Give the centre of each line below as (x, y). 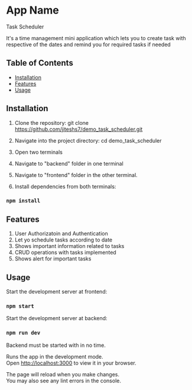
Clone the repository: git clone (51, 123)
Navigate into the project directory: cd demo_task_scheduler (88, 140)
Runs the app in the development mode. (55, 356)
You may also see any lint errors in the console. (64, 381)
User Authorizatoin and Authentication (61, 234)
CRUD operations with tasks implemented (65, 253)
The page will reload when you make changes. (63, 374)
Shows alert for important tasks (53, 259)
